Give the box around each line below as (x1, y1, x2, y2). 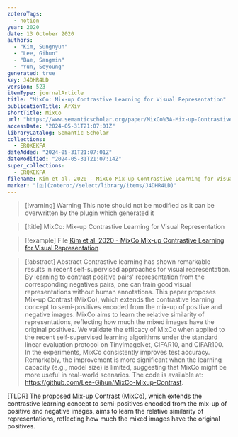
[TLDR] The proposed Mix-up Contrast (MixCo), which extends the (7, 392, 203, 401)
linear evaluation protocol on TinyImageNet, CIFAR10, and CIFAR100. (24, 341, 225, 349)
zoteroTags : (7, 10, 42, 18)
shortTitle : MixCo (7, 109, 62, 116)
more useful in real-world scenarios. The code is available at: (24, 370, 203, 380)
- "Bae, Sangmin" (13, 57, 65, 64)
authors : (7, 37, 33, 44)
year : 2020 (7, 23, 40, 31)
